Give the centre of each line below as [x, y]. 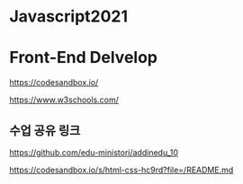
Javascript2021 [69, 17]
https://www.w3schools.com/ [64, 100]
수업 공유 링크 [45, 131]
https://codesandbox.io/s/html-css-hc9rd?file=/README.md [121, 170]
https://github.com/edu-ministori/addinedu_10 [94, 152]
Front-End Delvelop [83, 58]
